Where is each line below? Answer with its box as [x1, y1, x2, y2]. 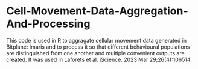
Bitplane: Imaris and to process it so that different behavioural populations [6, 43, 190, 50]
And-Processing [6, 17, 91, 31]
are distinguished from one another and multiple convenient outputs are [6, 49, 185, 56]
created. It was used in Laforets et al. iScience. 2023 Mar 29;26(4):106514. [6, 56, 192, 63]
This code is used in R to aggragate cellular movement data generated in [6, 37, 187, 44]
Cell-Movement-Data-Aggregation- [6, 4, 188, 18]
